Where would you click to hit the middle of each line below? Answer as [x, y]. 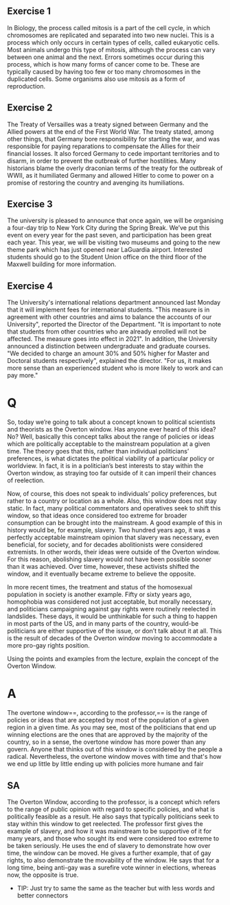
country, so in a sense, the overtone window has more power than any [106, 742]
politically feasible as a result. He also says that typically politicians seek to [113, 816]
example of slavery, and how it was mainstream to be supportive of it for [109, 831]
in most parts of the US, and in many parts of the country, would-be [103, 624]
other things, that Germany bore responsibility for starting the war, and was [114, 139]
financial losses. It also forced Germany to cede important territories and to [113, 153]
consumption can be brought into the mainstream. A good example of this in [115, 523]
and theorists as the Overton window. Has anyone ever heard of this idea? [112, 430]
